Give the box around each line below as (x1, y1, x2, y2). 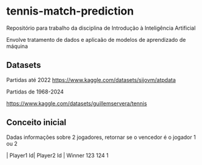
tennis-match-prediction (6, 4, 134, 18)
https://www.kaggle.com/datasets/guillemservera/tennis (6, 99, 147, 107)
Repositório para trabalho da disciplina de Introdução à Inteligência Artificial (6, 24, 196, 32)
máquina (6, 42, 29, 50)
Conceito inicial (6, 117, 67, 128)
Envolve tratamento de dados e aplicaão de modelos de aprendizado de (6, 36, 186, 43)
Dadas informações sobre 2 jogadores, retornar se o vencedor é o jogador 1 (6, 133, 196, 141)
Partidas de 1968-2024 (6, 88, 64, 95)
